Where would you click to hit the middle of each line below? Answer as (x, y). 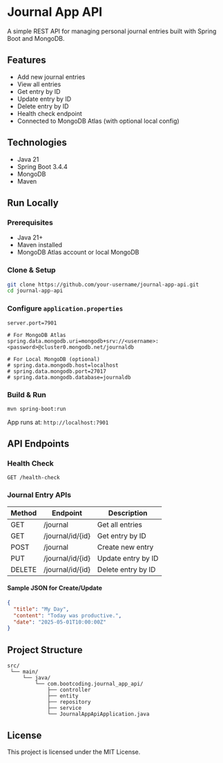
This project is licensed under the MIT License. (74, 752)
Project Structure (45, 650)
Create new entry (125, 547)
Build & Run (27, 394)
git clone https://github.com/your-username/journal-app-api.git (103, 284)
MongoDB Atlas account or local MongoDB (78, 252)
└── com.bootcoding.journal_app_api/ (89, 684)
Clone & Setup (32, 270)
